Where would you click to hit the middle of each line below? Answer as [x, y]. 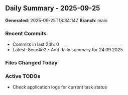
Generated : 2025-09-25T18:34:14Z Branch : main [56, 20]
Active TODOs [23, 76]
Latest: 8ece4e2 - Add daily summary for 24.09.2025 [68, 50]
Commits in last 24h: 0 [36, 44]
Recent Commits [26, 33]
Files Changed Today [31, 63]
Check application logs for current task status [59, 87]
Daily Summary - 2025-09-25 [53, 8]
